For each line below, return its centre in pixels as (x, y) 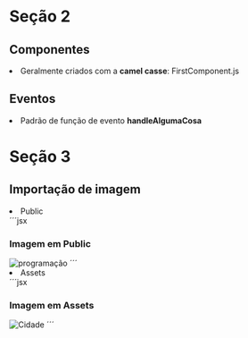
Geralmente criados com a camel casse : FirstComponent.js (130, 71)
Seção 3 (40, 156)
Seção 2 (40, 17)
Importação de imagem (75, 190)
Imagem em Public (50, 243)
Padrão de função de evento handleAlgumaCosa (112, 120)
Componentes (50, 50)
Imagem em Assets (52, 306)
